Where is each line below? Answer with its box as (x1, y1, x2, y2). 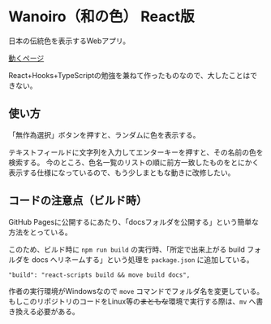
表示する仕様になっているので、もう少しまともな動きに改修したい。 (8, 168, 235, 177)
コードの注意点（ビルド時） (8, 194, 148, 208)
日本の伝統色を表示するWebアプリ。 (8, 36, 131, 46)
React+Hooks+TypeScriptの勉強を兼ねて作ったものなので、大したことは (8, 70, 251, 80)
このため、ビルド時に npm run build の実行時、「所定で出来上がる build (8, 244, 246, 254)
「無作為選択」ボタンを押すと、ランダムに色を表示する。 (8, 129, 200, 139)
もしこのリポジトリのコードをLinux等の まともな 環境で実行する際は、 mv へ (8, 296, 256, 306)
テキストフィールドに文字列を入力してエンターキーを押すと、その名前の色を (8, 147, 264, 157)
